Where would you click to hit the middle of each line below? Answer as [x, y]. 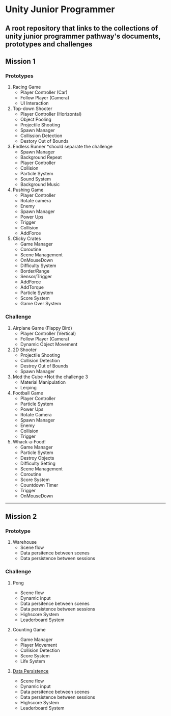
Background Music [40, 184]
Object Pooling [36, 120]
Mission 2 [21, 516]
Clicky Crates [27, 238]
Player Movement [39, 645]
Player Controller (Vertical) [48, 333]
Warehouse [25, 542]
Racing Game [27, 87]
